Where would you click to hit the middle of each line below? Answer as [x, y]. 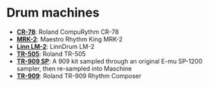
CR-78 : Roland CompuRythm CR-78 [67, 32]
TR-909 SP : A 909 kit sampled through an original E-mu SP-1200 [109, 61]
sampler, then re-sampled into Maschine [74, 68]
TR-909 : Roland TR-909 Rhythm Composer [79, 76]
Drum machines [53, 13]
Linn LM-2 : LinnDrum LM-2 [55, 46]
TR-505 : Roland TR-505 [51, 54]
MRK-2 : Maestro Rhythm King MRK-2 [70, 39]
